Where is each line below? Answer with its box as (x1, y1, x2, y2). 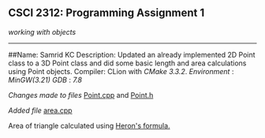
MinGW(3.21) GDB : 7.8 (8, 75, 83, 84)
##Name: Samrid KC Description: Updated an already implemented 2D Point (8, 50, 256, 59)
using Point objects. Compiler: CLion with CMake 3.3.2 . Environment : (8, 66, 234, 76)
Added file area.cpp (8, 106, 73, 115)
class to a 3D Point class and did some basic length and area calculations (8, 58, 247, 68)
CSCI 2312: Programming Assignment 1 (8, 6, 205, 20)
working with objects (8, 27, 77, 36)
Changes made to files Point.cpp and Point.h (8, 90, 154, 99)
